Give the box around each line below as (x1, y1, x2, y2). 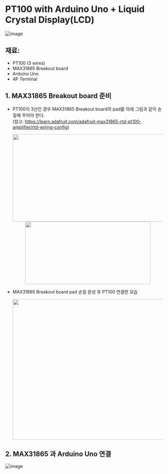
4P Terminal (12, 76, 37, 82)
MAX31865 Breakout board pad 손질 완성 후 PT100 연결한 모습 (12, 288, 138, 294)
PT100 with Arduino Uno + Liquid (5, 3, 145, 15)
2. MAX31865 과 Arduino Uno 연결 (5, 449, 111, 458)
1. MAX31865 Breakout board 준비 (5, 91, 111, 100)
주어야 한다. (21, 112, 45, 118)
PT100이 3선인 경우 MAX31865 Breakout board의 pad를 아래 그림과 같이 (12, 106, 156, 112)
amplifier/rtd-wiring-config (12, 124, 68, 130)
